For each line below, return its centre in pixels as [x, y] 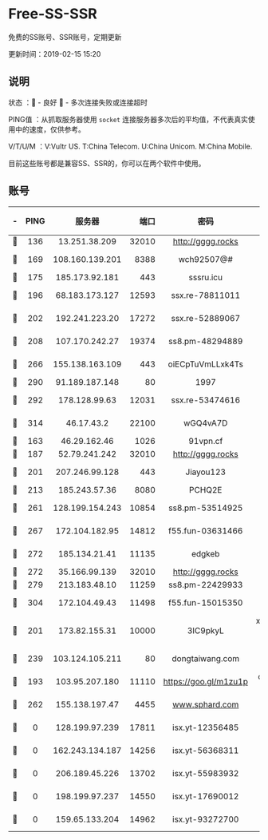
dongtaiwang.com [206, 658]
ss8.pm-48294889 [206, 341]
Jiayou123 [205, 472]
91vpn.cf [206, 441]
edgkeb [205, 553]
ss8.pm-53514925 [206, 508]
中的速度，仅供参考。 [50, 129]
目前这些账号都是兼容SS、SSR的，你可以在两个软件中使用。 [107, 163]
